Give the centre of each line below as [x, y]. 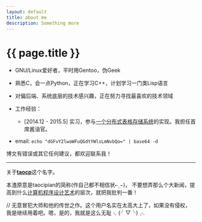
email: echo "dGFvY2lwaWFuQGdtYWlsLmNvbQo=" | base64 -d [86, 141]
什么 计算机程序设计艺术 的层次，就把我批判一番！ [77, 192]
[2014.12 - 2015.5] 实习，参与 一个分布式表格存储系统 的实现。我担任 [107, 122]
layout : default [26, 12]
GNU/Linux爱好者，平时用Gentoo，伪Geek [68, 71]
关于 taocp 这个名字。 [32, 172]
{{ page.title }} [43, 53]
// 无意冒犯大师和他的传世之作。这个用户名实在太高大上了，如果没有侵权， [99, 205]
